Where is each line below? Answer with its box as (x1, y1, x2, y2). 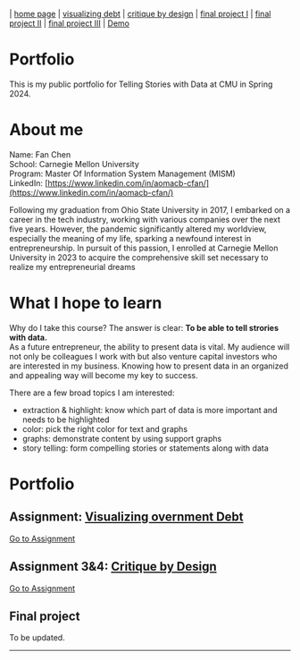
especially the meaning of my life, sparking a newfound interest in (9, 233, 252, 243)
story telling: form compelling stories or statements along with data (21, 443, 270, 453)
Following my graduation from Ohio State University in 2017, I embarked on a (9, 204, 291, 215)
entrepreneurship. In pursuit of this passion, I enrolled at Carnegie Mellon (9, 242, 279, 253)
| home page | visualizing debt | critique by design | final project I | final (9, 9, 271, 19)
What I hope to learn (9, 293, 162, 313)
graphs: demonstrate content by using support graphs (21, 433, 222, 444)
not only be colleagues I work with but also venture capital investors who (9, 351, 278, 361)
